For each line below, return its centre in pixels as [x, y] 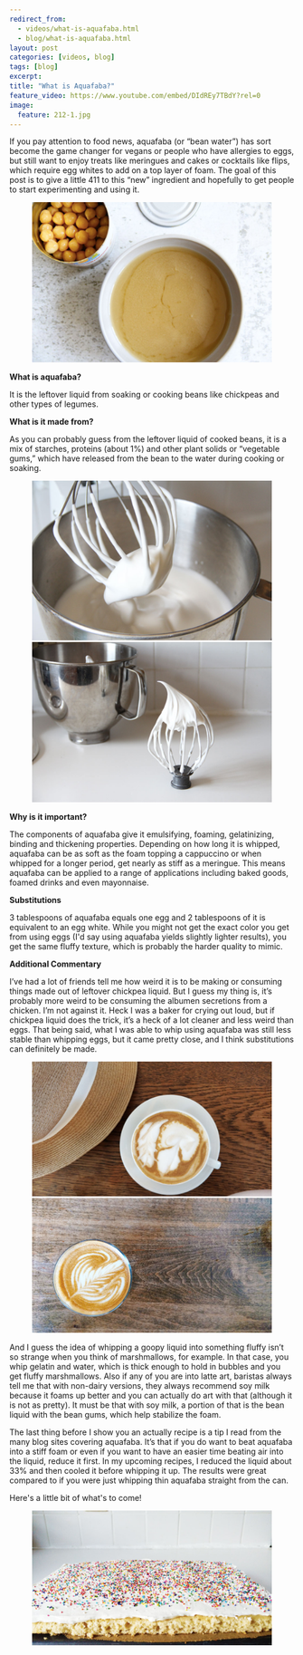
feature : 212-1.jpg [54, 115]
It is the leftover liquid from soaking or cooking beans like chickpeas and [144, 394]
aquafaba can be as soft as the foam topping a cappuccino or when [136, 853]
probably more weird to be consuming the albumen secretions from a [138, 1000]
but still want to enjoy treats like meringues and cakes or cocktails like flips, [150, 161]
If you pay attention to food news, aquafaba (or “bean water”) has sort [140, 141]
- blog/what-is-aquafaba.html [74, 38]
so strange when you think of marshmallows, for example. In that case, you [149, 1357]
